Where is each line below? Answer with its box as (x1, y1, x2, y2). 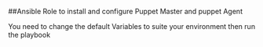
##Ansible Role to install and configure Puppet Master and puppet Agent (8, 7, 243, 16)
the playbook (8, 31, 51, 39)
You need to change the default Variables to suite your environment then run (8, 22, 256, 31)
